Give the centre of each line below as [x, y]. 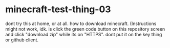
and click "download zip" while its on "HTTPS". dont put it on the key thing [84, 34]
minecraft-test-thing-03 [58, 9]
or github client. [22, 40]
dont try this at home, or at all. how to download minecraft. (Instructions [81, 23]
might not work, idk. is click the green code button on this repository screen [85, 29]
